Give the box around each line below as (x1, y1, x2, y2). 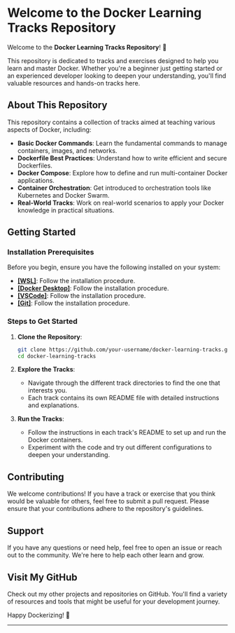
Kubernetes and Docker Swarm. (17, 191, 110, 199)
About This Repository (7, 100, 108, 111)
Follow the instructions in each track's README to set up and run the (27, 428, 227, 437)
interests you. (27, 386, 68, 395)
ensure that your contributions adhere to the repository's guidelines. (7, 505, 204, 513)
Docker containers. (27, 436, 83, 444)
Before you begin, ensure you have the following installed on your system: (7, 263, 221, 271)
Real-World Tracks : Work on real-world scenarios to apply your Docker (17, 198, 225, 207)
